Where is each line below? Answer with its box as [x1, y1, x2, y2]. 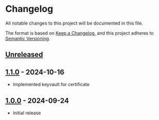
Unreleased [5, 50, 44, 59]
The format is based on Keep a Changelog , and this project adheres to [5, 30, 154, 36]
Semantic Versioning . [5, 35, 50, 42]
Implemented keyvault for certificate [12, 82, 90, 88]
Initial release [12, 110, 41, 116]
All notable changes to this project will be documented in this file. [5, 20, 144, 26]
